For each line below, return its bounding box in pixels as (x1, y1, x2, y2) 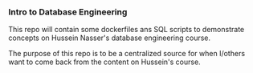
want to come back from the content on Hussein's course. (8, 57, 201, 67)
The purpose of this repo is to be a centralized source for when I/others (8, 49, 246, 59)
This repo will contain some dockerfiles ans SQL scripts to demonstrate (8, 25, 245, 34)
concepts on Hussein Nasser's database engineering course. (8, 33, 211, 43)
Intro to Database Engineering (8, 6, 128, 18)
